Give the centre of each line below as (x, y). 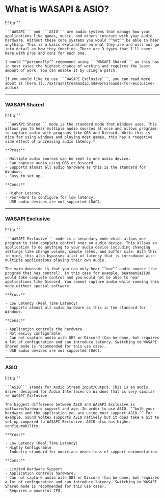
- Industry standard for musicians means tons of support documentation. (82, 452)
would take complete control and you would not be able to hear (72, 277)
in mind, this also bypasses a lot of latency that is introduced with (80, 256)
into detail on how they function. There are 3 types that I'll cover (79, 49)
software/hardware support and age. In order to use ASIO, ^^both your (80, 409)
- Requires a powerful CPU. (34, 491)
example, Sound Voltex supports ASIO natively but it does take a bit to (82, 417)
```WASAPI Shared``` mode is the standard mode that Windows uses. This (81, 124)
